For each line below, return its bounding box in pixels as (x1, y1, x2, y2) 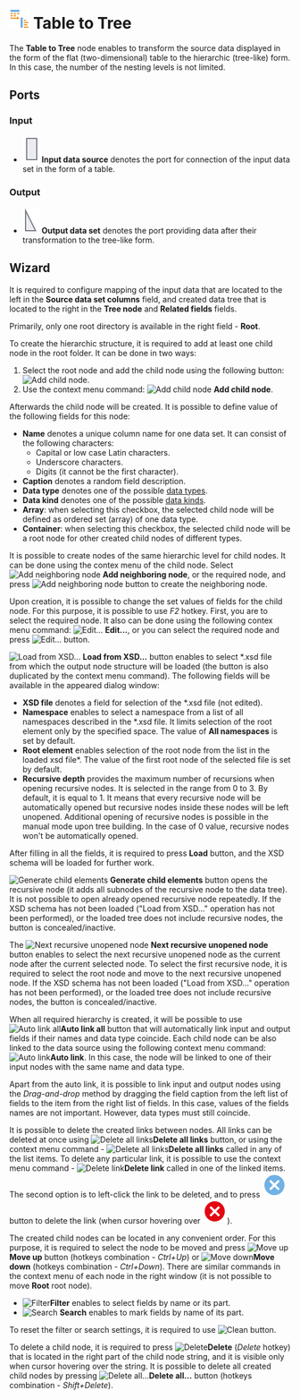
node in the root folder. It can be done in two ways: (9, 347, 196, 358)
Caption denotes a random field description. (21, 475, 186, 486)
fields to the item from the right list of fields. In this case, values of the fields (9, 1097, 289, 1108)
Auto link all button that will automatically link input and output (61, 1023, 291, 1034)
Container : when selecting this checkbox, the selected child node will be (21, 523, 291, 533)
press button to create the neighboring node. (9, 578, 268, 589)
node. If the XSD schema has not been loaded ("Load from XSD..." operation (9, 977, 290, 988)
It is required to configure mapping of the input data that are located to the (9, 284, 283, 294)
